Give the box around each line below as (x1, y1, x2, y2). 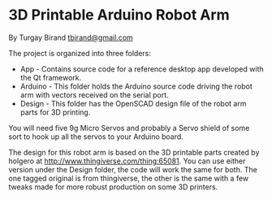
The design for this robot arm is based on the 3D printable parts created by (8, 147, 260, 157)
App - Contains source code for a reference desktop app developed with (19, 63, 264, 74)
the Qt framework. (19, 72, 82, 82)
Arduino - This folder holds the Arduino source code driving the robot (19, 81, 253, 91)
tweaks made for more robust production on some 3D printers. (8, 181, 218, 192)
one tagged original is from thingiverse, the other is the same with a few (8, 173, 249, 183)
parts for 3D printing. (19, 107, 91, 117)
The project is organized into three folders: (8, 48, 152, 58)
